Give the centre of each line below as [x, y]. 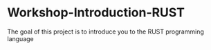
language [20, 38]
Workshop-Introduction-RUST [96, 13]
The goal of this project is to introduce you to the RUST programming [105, 32]
